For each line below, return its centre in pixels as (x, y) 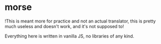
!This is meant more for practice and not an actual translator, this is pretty (80, 21)
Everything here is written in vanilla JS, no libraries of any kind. (69, 36)
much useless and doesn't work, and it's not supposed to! (64, 26)
